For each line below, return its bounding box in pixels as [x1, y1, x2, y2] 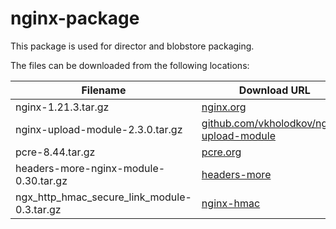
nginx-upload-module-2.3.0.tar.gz [15, 122, 183, 136]
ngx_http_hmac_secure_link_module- [15, 190, 192, 204]
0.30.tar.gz [15, 173, 68, 187]
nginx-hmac [201, 196, 261, 210]
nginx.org [201, 100, 247, 114]
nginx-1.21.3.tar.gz [15, 100, 110, 114]
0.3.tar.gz [15, 202, 62, 216]
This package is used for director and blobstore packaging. [10, 40, 255, 52]
